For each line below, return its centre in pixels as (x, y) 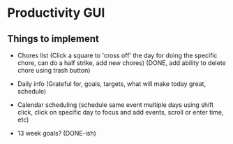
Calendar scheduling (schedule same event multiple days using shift (115, 105)
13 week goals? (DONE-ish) (57, 133)
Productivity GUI (56, 13)
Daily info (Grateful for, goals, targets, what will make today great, (112, 84)
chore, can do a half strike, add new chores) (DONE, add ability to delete (122, 63)
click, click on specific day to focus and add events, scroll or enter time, (120, 112)
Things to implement (53, 39)
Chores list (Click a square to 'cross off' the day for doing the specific (117, 55)
